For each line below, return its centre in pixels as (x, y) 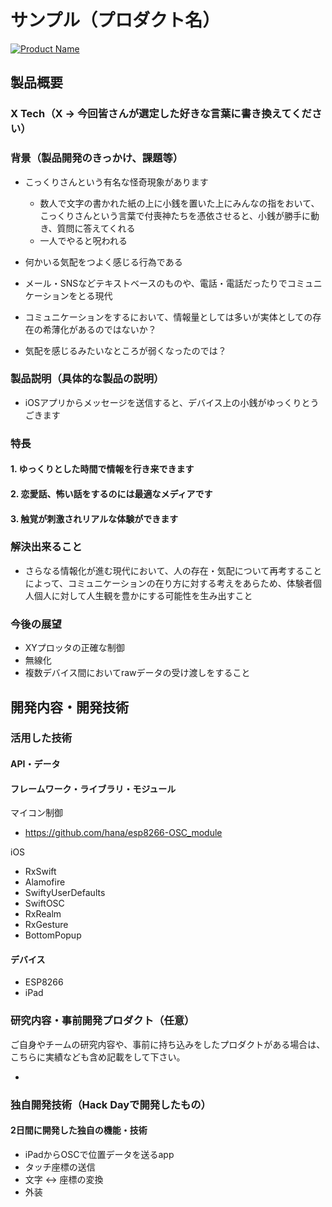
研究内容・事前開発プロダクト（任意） (102, 1021)
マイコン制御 (36, 813)
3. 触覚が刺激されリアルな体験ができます (94, 518)
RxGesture (46, 925)
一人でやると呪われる (83, 240)
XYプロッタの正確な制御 (74, 648)
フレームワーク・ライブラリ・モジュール (93, 788)
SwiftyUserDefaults (65, 893)
